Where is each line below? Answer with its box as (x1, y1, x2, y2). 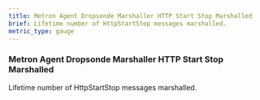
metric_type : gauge (8, 27, 75, 35)
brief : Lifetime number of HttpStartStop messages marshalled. (8, 20, 227, 28)
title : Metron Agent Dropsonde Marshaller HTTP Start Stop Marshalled (8, 11, 253, 20)
